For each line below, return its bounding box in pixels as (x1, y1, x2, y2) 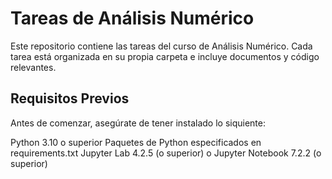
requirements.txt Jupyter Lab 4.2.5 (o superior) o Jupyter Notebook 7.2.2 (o (10, 147, 322, 159)
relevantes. (10, 61, 57, 73)
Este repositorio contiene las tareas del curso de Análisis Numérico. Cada (10, 40, 313, 52)
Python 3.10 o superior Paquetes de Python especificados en (10, 136, 262, 148)
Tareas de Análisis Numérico (10, 7, 255, 30)
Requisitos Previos (10, 90, 130, 107)
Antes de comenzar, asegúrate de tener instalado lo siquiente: (10, 117, 266, 129)
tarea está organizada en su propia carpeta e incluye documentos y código (10, 50, 320, 62)
